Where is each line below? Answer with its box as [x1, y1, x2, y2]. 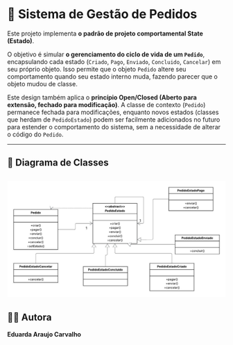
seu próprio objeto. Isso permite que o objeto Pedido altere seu [7, 65, 187, 73]
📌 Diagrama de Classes [7, 157, 109, 169]
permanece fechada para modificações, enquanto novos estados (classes [7, 108, 219, 116]
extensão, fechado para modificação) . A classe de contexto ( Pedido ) [7, 100, 206, 109]
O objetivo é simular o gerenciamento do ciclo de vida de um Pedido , [7, 50, 205, 58]
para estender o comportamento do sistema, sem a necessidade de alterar [7, 122, 221, 131]
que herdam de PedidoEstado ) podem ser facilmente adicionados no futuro [7, 115, 221, 124]
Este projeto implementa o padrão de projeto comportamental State [7, 29, 203, 38]
